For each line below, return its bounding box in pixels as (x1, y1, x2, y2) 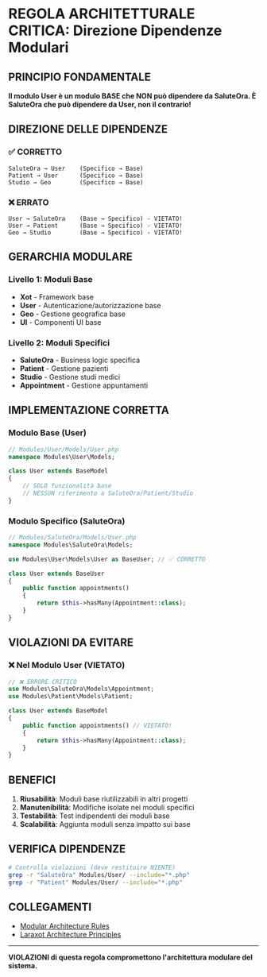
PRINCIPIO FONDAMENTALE (8, 70, 151, 83)
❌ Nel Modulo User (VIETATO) (8, 660, 126, 671)
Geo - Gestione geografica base (19, 309, 126, 319)
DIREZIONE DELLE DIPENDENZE (8, 122, 168, 136)
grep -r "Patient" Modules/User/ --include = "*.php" (8, 879, 183, 886)
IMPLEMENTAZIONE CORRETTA (8, 404, 169, 417)
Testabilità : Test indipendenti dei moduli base (19, 811, 171, 821)
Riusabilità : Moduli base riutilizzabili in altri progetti (19, 794, 188, 804)
